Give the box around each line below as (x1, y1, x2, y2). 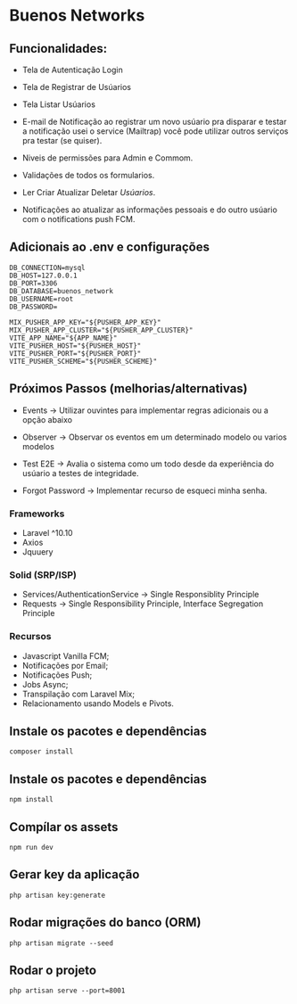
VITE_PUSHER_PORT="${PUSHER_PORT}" (9, 349, 142, 358)
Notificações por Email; (21, 660, 109, 671)
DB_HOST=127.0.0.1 (9, 271, 78, 280)
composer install (9, 747, 74, 756)
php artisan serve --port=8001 (9, 986, 126, 995)
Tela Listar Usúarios (21, 99, 96, 110)
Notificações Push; (21, 670, 93, 680)
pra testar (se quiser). (21, 136, 103, 145)
